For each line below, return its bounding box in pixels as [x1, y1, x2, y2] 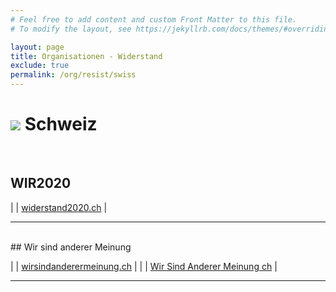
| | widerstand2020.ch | [10, 201, 108, 213]
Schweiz [24, 113, 98, 136]
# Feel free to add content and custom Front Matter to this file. [10, 14, 298, 25]
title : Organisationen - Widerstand [10, 51, 163, 61]
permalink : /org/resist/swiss [10, 70, 137, 80]
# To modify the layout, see [10, 24, 132, 34]
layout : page [10, 42, 65, 52]
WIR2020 [10, 175, 72, 192]
